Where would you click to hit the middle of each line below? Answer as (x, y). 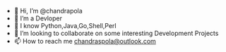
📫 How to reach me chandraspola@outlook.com (85, 41)
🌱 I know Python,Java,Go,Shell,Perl (65, 26)
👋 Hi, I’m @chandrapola (48, 11)
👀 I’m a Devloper (38, 18)
